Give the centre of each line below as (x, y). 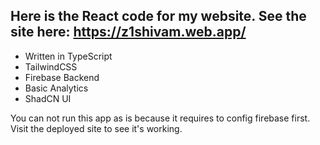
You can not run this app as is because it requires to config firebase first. (160, 118)
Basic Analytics (56, 88)
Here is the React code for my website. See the (158, 16)
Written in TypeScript (68, 56)
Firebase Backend (62, 77)
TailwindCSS (51, 66)
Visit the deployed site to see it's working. (96, 128)
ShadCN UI (48, 98)
